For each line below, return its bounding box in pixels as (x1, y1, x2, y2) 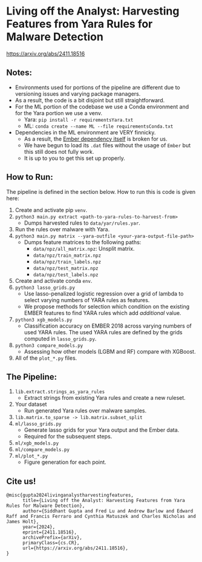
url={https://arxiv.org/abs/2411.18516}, (22, 545, 129, 552)
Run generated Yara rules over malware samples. (24, 407, 147, 414)
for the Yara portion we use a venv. (15, 109, 103, 116)
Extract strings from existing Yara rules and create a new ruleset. (24, 394, 186, 402)
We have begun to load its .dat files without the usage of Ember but (24, 141, 191, 149)
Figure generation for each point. (24, 458, 107, 466)
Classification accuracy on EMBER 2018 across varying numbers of (24, 322, 192, 329)
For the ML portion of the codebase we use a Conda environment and (15, 103, 189, 110)
